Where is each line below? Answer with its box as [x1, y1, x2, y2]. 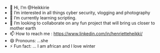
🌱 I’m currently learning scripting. [9, 15, 77, 20]
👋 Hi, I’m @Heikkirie [9, 5, 50, 10]
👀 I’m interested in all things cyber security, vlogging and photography [9, 10, 151, 16]
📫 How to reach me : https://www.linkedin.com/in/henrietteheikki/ [9, 31, 142, 36]
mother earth [9, 25, 36, 31]
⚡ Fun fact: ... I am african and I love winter [9, 43, 96, 49]
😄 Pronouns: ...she [9, 38, 49, 43]
